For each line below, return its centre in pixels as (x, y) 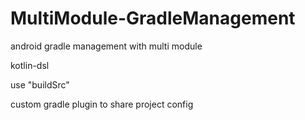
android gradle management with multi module (106, 46)
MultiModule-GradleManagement (153, 18)
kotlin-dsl (30, 65)
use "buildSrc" (40, 84)
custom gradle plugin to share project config (102, 104)
